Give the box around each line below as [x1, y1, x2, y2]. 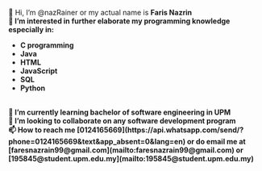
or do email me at [186, 137, 246, 146]
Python [19, 83, 46, 93]
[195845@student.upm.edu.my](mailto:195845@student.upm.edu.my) [8, 154, 254, 163]
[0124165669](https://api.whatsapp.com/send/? [77, 125, 244, 135]
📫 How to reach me [8, 125, 76, 135]
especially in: [8, 25, 55, 34]
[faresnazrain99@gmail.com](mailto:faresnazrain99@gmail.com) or [8, 145, 243, 155]
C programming [19, 40, 74, 50]
